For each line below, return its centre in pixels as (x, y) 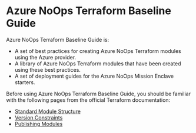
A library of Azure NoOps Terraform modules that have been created (98, 64)
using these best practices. (48, 69)
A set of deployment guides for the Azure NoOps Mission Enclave (94, 76)
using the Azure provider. (45, 57)
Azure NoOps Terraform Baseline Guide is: (58, 39)
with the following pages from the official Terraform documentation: (88, 100)
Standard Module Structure (48, 111)
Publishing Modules (39, 124)
